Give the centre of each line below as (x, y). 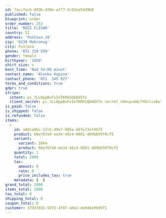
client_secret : (25, 102)
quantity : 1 (26, 153)
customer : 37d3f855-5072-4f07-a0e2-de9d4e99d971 (56, 208)
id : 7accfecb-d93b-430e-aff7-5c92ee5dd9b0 (49, 10)
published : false (23, 14)
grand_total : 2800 (24, 185)
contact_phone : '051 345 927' (37, 79)
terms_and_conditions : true (34, 83)
